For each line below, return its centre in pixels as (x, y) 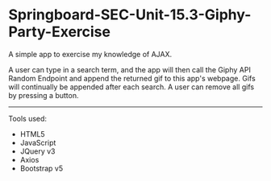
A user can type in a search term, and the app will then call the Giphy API (130, 69)
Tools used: (27, 118)
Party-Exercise (60, 32)
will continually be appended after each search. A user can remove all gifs (131, 87)
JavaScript (38, 142)
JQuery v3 (38, 151)
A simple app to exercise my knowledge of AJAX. (90, 54)
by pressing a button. (44, 95)
